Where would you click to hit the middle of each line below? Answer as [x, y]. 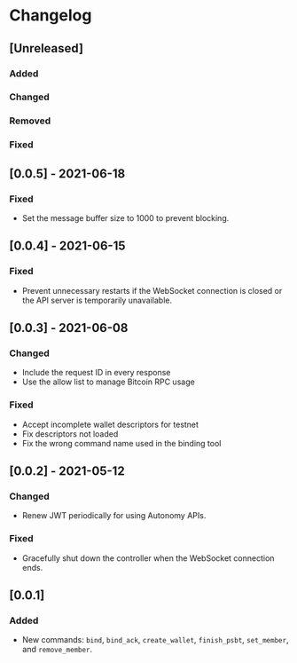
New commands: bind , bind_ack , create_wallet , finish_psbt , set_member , [155, 640]
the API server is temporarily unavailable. [97, 300]
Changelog [51, 16]
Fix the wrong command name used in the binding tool [121, 443]
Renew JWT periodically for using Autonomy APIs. [114, 516]
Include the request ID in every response [96, 373]
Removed [30, 121]
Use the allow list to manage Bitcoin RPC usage [108, 382]
